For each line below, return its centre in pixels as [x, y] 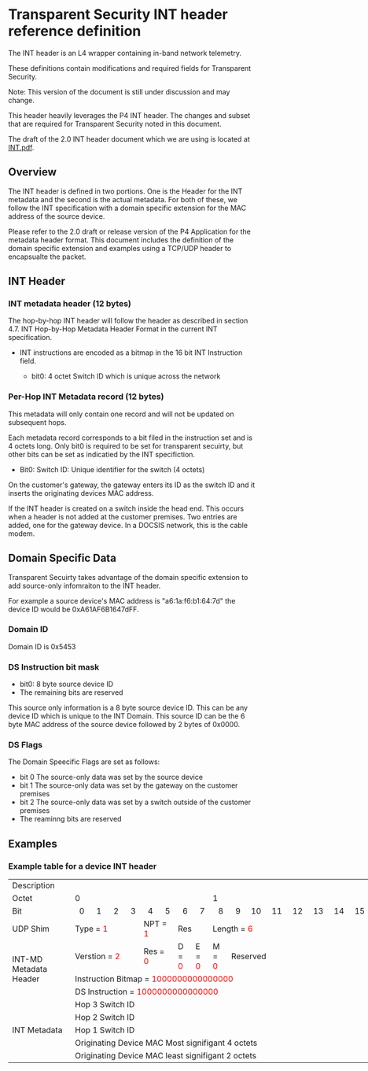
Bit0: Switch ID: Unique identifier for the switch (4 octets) [112, 469]
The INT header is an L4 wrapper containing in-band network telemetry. [125, 53]
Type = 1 [91, 929]
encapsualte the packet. [47, 257]
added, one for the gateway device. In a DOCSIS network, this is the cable [128, 525]
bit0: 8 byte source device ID [66, 684]
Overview [33, 172]
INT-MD [28, 959]
